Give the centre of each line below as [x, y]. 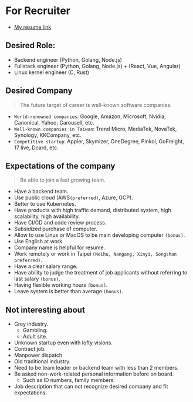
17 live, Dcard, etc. [36, 148]
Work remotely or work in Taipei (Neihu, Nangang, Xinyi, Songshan [95, 254]
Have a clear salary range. [46, 266]
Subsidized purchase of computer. [56, 229]
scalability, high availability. [47, 216]
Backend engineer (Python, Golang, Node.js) [68, 59]
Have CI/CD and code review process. [60, 223]
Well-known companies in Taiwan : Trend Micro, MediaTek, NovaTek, [95, 129]
